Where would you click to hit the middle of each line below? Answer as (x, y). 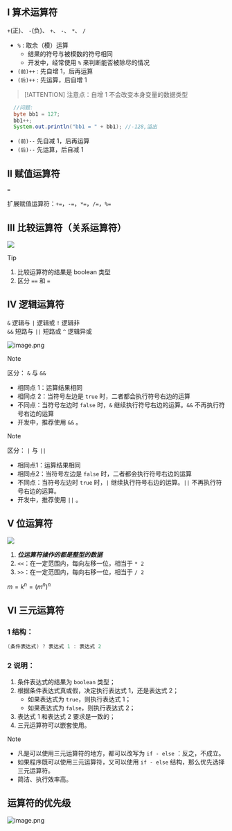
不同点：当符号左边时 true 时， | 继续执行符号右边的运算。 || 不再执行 (116, 482)
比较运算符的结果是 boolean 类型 (64, 271)
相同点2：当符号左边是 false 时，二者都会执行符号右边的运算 (105, 474)
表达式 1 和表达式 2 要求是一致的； (66, 717)
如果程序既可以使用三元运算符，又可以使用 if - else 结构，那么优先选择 (121, 762)
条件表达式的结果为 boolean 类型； (66, 682)
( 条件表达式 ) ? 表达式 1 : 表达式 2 (54, 646)
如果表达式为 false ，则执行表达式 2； (81, 708)
